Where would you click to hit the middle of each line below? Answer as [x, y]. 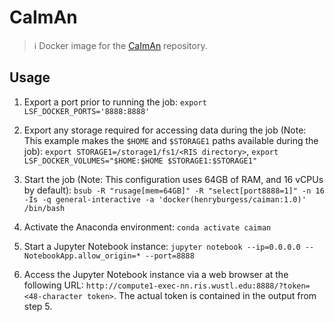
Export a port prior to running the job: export [115, 102]
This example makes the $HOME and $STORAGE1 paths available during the [171, 140]
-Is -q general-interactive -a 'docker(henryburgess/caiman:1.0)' [165, 199]
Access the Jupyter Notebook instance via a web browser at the [156, 274]
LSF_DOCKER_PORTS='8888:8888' [87, 111]
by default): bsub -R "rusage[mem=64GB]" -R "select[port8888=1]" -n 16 [174, 190]
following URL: [53, 285]
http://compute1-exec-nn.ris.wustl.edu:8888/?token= [198, 286]
